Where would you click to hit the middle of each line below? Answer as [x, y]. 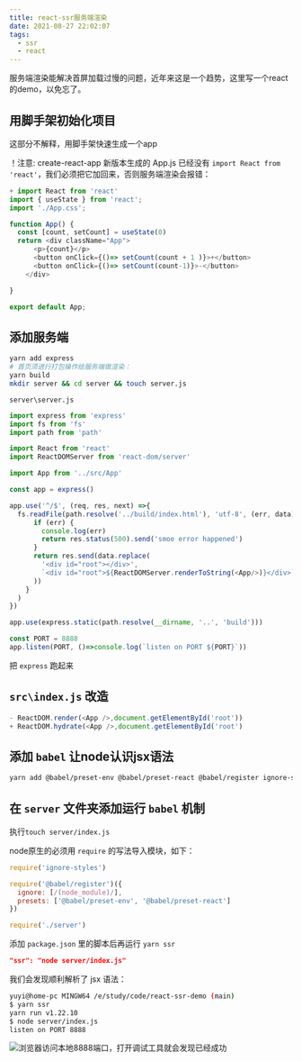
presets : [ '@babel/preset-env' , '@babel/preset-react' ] [124, 901]
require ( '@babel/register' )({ [66, 884]
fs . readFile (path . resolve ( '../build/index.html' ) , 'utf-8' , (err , [144, 514]
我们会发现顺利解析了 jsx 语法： [68, 979]
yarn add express [42, 358]
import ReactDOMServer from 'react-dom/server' [100, 457]
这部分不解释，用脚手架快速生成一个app [84, 143]
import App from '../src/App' [66, 474]
